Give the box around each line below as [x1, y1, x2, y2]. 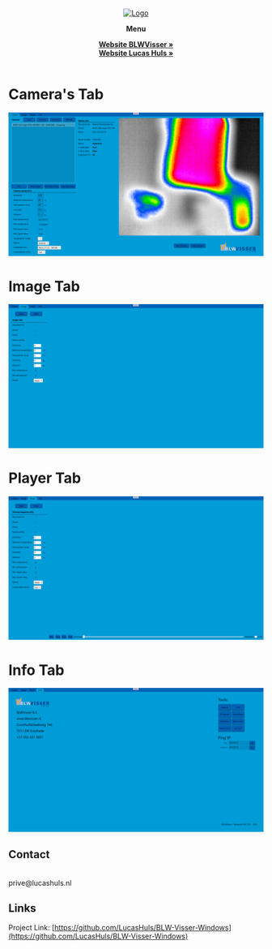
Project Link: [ [8, 923, 55, 933]
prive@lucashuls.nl [8, 878, 72, 887]
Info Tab [8, 661, 65, 679]
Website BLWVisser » [98, 40, 174, 49]
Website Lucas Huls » [98, 49, 174, 58]
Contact [8, 848, 50, 861]
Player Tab [8, 469, 82, 487]
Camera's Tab [8, 85, 104, 104]
